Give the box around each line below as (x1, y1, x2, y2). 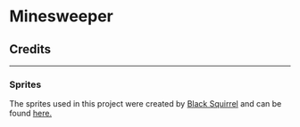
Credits (9, 42, 52, 57)
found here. (9, 108, 52, 119)
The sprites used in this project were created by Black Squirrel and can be (9, 99, 282, 109)
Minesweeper (9, 6, 113, 27)
